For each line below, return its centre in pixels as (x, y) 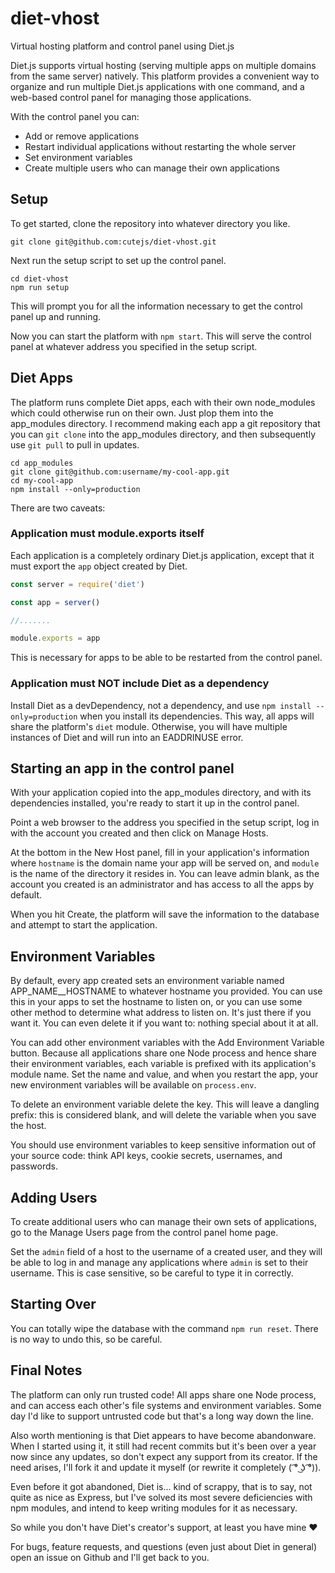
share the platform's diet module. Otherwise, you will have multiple (149, 726)
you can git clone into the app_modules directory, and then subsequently (163, 434)
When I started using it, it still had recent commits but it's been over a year (163, 1446)
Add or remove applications (82, 136)
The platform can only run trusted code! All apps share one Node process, (163, 1394)
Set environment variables (78, 157)
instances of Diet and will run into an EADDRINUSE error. (127, 737)
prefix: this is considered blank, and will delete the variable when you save (163, 1115)
